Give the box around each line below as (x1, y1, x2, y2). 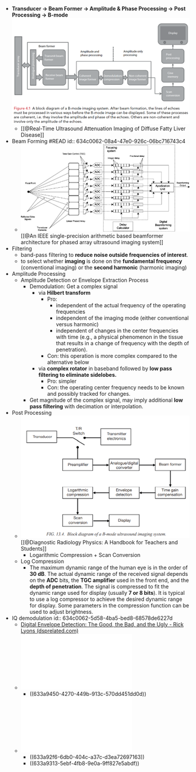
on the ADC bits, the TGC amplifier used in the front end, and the (29, 576, 189, 584)
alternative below (47, 358, 90, 365)
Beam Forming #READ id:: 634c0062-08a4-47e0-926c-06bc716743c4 (11, 138, 186, 145)
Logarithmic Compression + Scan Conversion (29, 551, 141, 558)
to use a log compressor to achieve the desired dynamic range (29, 595, 182, 603)
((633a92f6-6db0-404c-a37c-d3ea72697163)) (29, 753, 145, 760)
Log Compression (20, 557, 64, 565)
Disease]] (20, 131, 44, 138)
